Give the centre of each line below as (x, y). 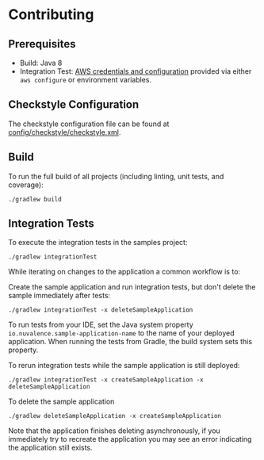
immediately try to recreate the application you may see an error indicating (130, 439)
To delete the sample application (61, 401)
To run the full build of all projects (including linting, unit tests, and (116, 176)
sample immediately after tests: (59, 296)
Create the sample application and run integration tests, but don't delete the (132, 287)
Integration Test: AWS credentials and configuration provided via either (136, 71)
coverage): (26, 185)
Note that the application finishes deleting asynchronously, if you (114, 431)
